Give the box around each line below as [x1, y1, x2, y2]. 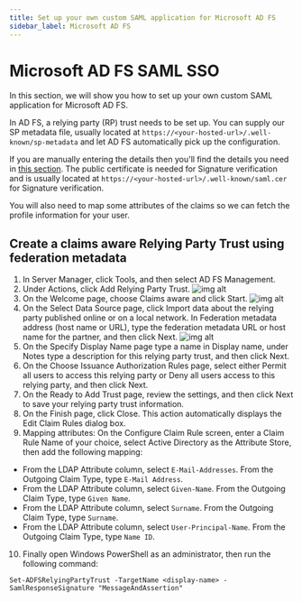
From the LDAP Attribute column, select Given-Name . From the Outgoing [22, 484, 286, 495]
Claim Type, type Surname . [22, 512, 119, 523]
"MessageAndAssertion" [97, 584, 183, 593]
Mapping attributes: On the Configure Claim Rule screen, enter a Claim [22, 428, 285, 439]
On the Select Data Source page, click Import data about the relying [22, 303, 275, 314]
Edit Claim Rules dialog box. [22, 418, 126, 429]
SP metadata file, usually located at [9, 127, 141, 138]
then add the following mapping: [22, 447, 143, 458]
